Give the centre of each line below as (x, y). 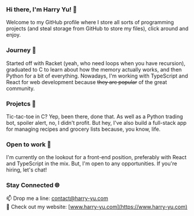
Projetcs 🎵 (21, 104)
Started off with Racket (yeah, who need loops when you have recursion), (96, 63)
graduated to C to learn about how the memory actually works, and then (94, 69)
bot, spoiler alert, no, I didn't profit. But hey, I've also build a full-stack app (96, 122)
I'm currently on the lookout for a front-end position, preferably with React (96, 157)
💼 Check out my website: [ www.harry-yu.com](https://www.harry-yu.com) (97, 207)
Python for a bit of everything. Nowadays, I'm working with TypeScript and (97, 76)
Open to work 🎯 (29, 144)
